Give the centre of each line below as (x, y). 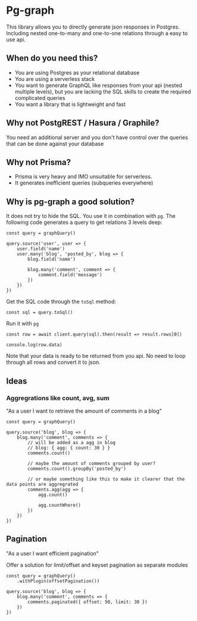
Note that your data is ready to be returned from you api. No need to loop (96, 356)
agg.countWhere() (60, 505)
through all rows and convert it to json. (53, 362)
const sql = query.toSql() (40, 313)
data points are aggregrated (42, 484)
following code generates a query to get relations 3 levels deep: (84, 222)
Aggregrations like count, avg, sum (58, 398)
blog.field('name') (52, 260)
